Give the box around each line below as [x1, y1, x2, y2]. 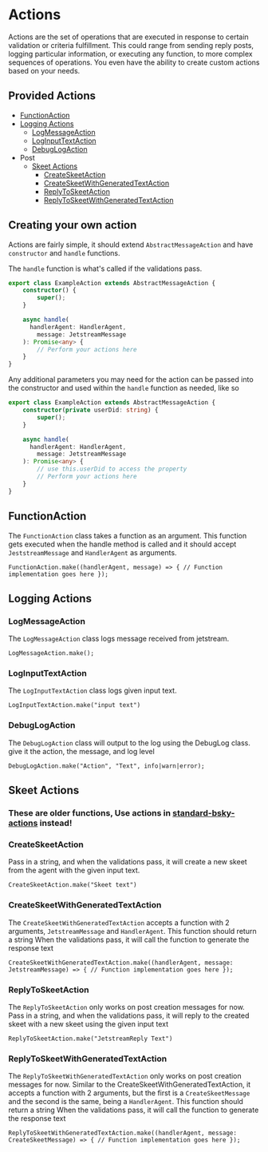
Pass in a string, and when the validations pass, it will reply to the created [8, 1011, 250, 1020]
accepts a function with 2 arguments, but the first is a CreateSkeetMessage [8, 1088, 250, 1098]
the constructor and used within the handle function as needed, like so [8, 383, 239, 393]
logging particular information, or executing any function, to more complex [8, 49, 253, 58]
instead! [39, 817, 73, 828]
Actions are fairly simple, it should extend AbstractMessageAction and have [8, 240, 254, 249]
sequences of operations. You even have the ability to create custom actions [8, 58, 260, 67]
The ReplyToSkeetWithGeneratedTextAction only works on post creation [8, 1071, 242, 1081]
